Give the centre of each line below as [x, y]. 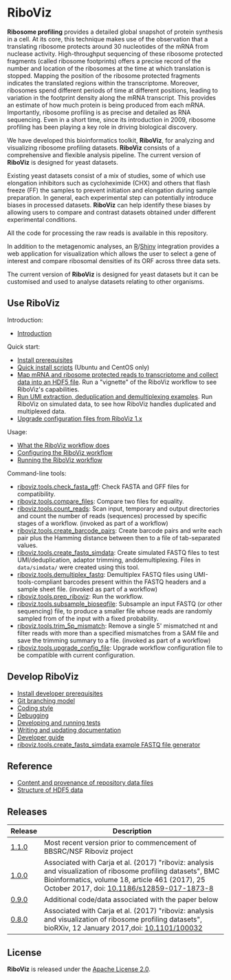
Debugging [33, 715]
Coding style [35, 708]
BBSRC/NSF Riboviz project [88, 851]
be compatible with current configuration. [76, 655]
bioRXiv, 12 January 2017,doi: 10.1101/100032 [123, 928]
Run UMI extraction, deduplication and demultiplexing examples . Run [115, 396]
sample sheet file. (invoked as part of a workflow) [87, 589]
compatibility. [36, 493]
